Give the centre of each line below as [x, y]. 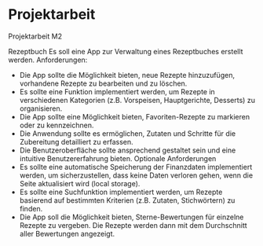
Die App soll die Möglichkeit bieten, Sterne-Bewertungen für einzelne [131, 217]
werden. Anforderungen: [48, 60]
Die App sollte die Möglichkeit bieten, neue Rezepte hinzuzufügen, [127, 75]
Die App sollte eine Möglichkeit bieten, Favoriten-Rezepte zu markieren [134, 116]
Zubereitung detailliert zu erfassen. [76, 141]
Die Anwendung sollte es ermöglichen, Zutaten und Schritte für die [128, 133]
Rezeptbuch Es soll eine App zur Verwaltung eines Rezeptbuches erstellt [126, 51]
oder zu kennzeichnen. [57, 125]
